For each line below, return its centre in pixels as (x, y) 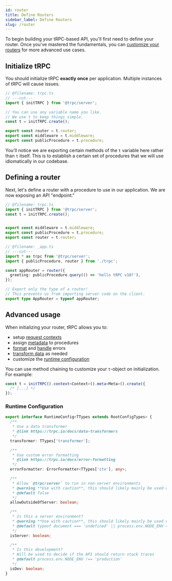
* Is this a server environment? (48, 517)
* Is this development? (37, 550)
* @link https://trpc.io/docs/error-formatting (64, 460)
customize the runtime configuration (51, 359)
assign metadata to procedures (46, 343)
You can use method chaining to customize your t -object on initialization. (83, 369)
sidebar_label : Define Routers (39, 20)
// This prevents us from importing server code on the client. (75, 294)
